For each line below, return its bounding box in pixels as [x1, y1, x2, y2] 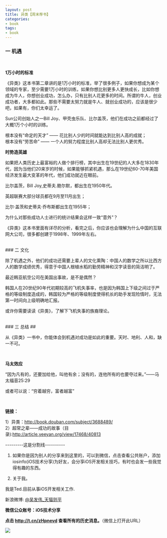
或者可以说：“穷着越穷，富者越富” [5, 388, 75, 394]
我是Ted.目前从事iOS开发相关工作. [5, 486, 75, 492]
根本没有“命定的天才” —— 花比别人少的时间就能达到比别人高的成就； [5, 132, 147, 138]
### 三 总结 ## [5, 324, 36, 330]
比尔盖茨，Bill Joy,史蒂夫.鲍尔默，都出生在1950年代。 [5, 182, 115, 189]
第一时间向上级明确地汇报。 [5, 297, 62, 303]
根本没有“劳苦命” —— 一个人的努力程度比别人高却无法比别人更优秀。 [5, 139, 147, 145]
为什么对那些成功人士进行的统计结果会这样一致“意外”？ [5, 214, 118, 220]
